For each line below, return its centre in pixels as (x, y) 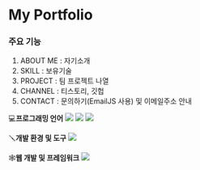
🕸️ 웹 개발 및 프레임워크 (44, 158)
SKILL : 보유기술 (46, 71)
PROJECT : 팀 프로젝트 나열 (64, 81)
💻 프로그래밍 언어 (36, 118)
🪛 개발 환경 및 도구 (38, 138)
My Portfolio (51, 15)
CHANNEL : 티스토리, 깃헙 (62, 91)
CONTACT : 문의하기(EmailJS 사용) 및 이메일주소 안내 (106, 101)
